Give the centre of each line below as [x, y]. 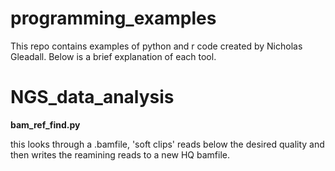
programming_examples [113, 18]
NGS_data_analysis [92, 97]
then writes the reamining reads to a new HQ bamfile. [120, 154]
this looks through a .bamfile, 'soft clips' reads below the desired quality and [167, 144]
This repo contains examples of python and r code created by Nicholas [156, 46]
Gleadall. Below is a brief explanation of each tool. [113, 56]
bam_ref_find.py [45, 124]
